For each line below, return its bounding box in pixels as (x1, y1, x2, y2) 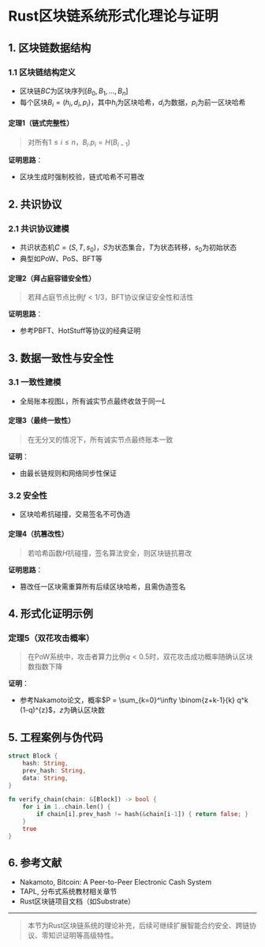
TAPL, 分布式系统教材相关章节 (19, 887, 118, 896)
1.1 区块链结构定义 (8, 66, 77, 77)
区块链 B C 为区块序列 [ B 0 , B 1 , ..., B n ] (19, 86, 129, 97)
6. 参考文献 (8, 856, 62, 870)
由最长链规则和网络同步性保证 (19, 469, 117, 478)
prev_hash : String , (22, 766, 87, 774)
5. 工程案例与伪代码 (8, 731, 103, 744)
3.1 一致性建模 (8, 376, 62, 387)
